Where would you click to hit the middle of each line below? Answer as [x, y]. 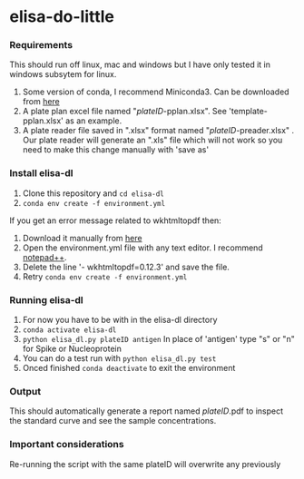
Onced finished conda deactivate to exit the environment [129, 368]
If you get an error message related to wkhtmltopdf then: [116, 220]
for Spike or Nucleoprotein [72, 349]
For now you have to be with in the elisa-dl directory [120, 320]
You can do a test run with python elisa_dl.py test [119, 358]
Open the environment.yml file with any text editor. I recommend [142, 248]
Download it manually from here [82, 238]
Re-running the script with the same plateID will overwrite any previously [145, 464]
